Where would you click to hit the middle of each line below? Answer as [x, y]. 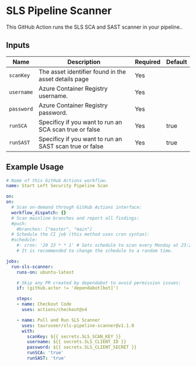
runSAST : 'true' [47, 358]
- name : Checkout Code [44, 304]
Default [176, 61]
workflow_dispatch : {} [39, 213]
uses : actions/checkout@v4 [54, 310]
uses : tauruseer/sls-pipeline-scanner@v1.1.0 [78, 326]
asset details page [64, 79]
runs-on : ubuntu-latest [45, 272]
